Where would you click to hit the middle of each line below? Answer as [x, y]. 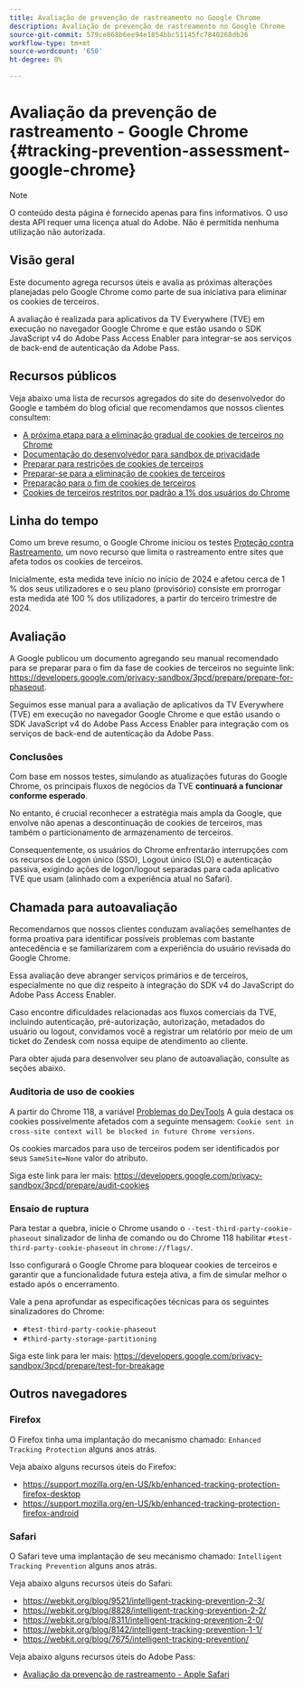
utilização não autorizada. [57, 232]
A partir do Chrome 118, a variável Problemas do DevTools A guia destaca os [151, 1111]
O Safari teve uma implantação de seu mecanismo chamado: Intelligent [146, 1556]
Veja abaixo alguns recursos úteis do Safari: [91, 1583]
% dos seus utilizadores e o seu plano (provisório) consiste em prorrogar [146, 589]
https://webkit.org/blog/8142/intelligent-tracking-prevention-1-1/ [142, 1629]
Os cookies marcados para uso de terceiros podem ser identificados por [145, 1148]
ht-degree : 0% [36, 60]
